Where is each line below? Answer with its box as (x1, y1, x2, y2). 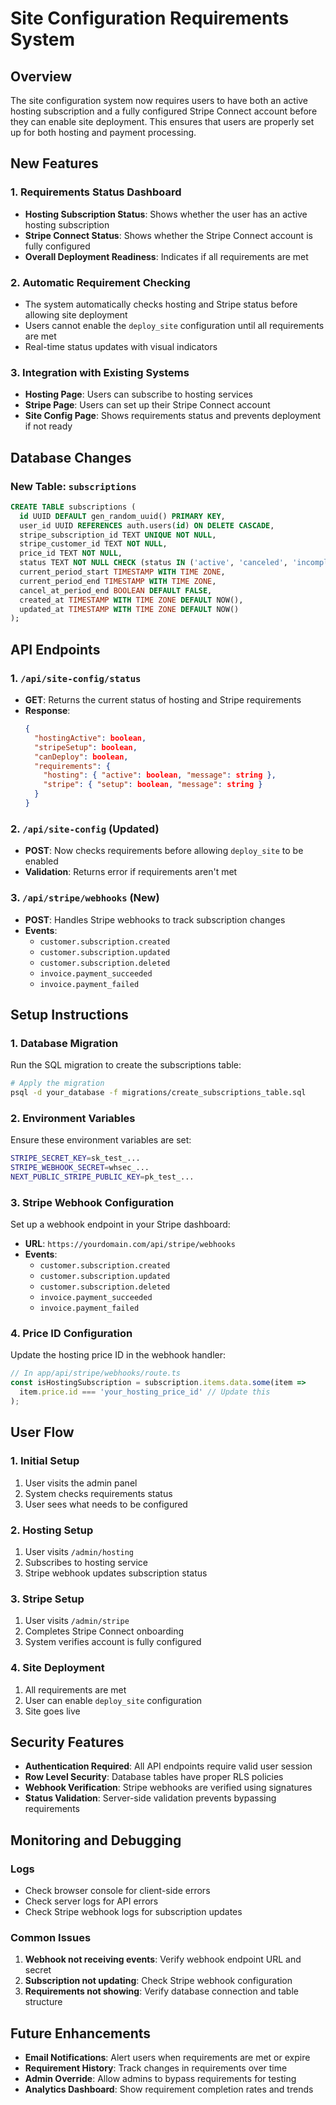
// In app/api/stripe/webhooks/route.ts (10, 1368, 182, 1379)
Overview (10, 68, 73, 85)
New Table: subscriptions (10, 479, 137, 493)
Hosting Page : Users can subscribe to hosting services (24, 388, 253, 401)
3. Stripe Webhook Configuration (10, 1195, 175, 1209)
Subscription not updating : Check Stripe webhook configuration (24, 1975, 293, 1987)
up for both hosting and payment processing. (10, 127, 197, 138)
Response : (24, 705, 71, 717)
